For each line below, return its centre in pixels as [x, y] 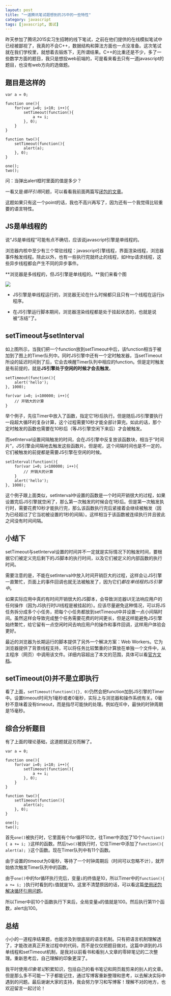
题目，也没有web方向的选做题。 [39, 65]
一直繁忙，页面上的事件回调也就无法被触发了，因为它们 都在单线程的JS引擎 [84, 581]
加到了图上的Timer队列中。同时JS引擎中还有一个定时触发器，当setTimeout [84, 355]
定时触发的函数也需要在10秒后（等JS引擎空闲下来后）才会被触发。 [75, 428]
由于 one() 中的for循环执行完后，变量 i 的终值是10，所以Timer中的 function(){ [85, 878]
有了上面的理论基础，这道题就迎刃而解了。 [50, 742]
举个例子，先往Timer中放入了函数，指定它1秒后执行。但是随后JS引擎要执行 [84, 416]
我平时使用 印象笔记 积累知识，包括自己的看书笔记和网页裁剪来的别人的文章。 [85, 969]
